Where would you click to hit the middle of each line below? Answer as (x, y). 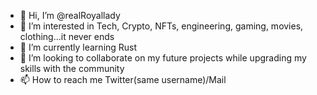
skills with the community (72, 68)
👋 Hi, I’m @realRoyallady (70, 15)
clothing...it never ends (67, 36)
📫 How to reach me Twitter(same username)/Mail (123, 79)
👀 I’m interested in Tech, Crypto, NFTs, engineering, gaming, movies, (161, 26)
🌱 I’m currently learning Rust (78, 47)
